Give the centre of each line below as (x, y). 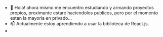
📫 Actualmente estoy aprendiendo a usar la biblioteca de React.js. (79, 24)
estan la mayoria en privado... (41, 18)
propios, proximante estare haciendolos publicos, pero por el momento (84, 13)
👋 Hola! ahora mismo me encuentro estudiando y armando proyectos (82, 8)
